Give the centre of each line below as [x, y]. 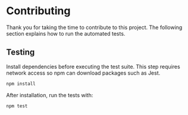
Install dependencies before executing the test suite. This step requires [93, 66]
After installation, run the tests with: [50, 95]
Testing [21, 52]
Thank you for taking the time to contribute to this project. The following [94, 27]
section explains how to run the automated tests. [66, 33]
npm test [17, 106]
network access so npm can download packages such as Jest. [83, 73]
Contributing [38, 11]
